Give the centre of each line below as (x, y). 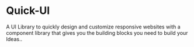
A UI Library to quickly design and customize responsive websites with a (93, 27)
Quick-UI (28, 11)
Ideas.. (14, 39)
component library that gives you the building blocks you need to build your (97, 32)
